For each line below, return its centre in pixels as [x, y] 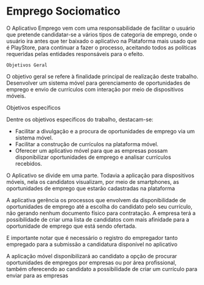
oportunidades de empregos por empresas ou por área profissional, [91, 262]
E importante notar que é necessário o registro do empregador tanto [92, 237]
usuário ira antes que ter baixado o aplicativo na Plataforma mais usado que [101, 41]
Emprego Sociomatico [63, 11]
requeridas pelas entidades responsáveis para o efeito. [75, 54]
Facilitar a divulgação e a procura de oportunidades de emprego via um [105, 131]
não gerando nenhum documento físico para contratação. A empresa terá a [101, 213]
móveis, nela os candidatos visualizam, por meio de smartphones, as [93, 181]
